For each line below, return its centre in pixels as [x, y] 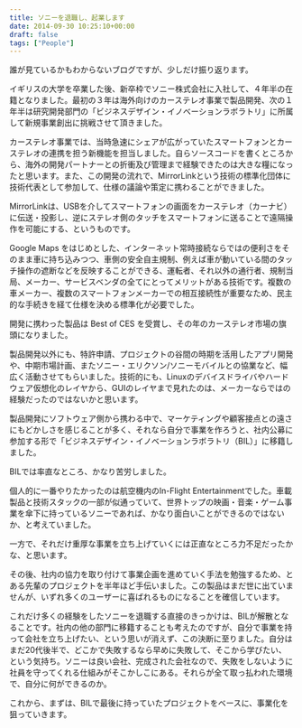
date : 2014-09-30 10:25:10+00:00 [72, 26]
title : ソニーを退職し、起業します [67, 18]
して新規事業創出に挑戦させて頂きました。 [88, 123]
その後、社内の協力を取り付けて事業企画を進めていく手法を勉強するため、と [151, 574]
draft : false [34, 34]
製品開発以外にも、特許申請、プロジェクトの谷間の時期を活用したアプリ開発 [151, 354]
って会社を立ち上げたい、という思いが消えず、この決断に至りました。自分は [151, 639]
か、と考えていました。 [53, 525]
